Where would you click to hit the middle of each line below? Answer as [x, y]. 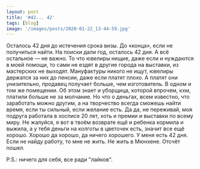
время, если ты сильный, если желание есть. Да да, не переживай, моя [99, 109]
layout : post [23, 12]
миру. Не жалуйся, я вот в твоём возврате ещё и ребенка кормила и [95, 122]
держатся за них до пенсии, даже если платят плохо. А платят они [92, 78]
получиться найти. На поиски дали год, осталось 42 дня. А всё [88, 52]
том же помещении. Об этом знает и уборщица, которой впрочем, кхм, [98, 90]
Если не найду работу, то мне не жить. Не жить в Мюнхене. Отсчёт [93, 141]
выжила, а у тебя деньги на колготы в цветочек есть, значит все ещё [95, 129]
